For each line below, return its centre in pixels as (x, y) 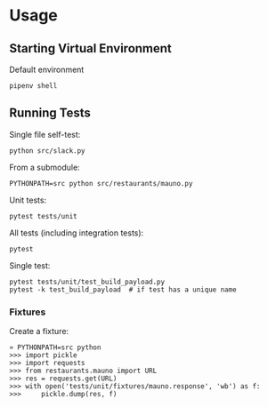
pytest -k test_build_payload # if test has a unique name (123, 290)
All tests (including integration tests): (77, 233)
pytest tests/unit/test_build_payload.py (87, 282)
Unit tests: (28, 200)
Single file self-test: (45, 134)
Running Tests (50, 113)
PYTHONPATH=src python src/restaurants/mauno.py (101, 183)
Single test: (30, 265)
